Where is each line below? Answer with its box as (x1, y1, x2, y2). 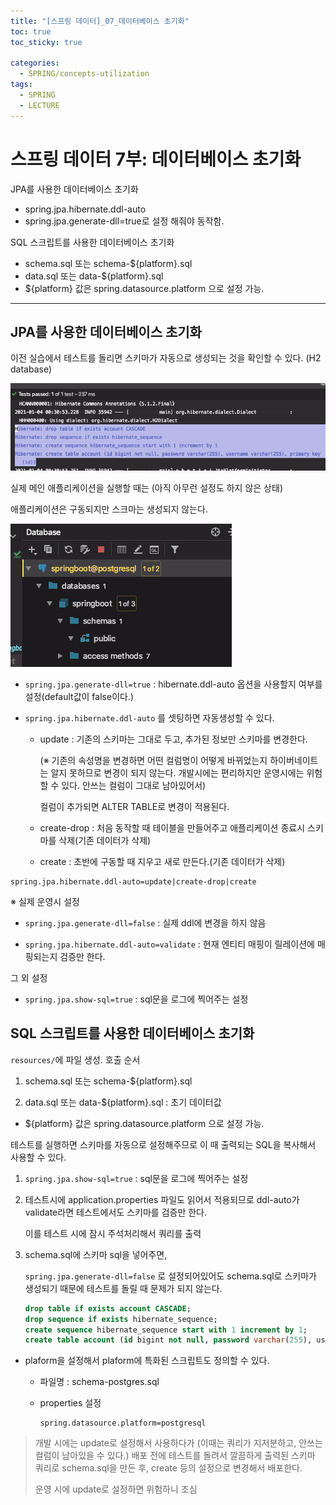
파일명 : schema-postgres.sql (39, 1376, 160, 1388)
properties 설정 (39, 1397, 102, 1409)
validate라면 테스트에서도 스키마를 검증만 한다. (24, 1206, 208, 1218)
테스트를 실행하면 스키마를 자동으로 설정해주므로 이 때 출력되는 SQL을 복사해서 (10, 1138, 317, 1150)
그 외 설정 (10, 972, 48, 984)
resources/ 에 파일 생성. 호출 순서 (10, 1053, 141, 1065)
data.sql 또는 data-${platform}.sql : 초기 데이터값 (24, 1096, 222, 1108)
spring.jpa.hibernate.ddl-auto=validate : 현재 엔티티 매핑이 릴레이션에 (24, 938, 316, 950)
